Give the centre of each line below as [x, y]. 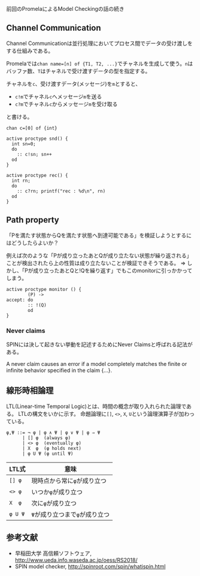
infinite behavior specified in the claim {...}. [59, 370]
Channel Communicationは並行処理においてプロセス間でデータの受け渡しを [99, 43]
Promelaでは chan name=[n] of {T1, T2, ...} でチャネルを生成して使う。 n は [100, 63]
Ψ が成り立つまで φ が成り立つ [70, 514]
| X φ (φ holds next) [52, 448]
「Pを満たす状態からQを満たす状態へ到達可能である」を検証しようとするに [99, 235]
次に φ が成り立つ [54, 503]
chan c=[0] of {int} [32, 128]
